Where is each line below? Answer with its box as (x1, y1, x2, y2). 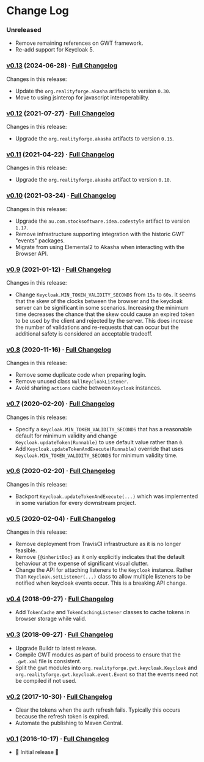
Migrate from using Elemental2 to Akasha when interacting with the (15, 243, 185, 250)
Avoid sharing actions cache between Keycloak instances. (15, 384, 162, 391)
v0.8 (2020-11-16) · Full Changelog (6, 345, 112, 353)
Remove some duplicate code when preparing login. (15, 371, 147, 379)
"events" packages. (15, 237, 65, 244)
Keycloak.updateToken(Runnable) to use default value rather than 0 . (15, 438, 184, 445)
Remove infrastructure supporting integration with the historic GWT (15, 230, 185, 237)
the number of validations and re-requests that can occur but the (15, 323, 179, 331)
